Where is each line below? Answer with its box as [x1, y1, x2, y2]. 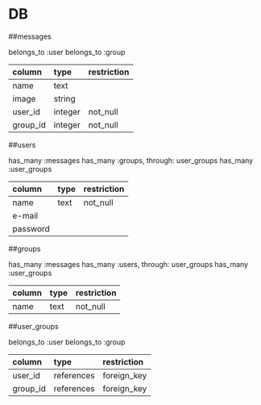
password [12, 223, 50, 234]
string [53, 93, 76, 104]
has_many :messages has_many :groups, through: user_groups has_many [8, 155, 254, 165]
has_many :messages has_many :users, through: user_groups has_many [8, 259, 248, 269]
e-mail [12, 210, 39, 221]
